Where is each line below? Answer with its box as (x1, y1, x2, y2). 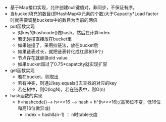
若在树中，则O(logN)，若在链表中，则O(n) (17, 86, 105, 92)
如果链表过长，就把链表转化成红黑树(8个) (17, 48, 103, 54)
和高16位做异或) (17, 105, 51, 111)
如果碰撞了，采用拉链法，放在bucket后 (17, 42, 98, 48)
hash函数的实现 (10, 93, 43, 98)
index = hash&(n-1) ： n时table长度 (25, 111, 98, 117)
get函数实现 (10, 68, 35, 73)
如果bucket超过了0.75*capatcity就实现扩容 (17, 61, 107, 67)
